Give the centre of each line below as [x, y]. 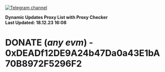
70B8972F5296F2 [43, 64]
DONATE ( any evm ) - [49, 43]
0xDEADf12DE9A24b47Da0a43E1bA [82, 53]
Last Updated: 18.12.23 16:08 [36, 23]
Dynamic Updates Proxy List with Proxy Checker [56, 17]
